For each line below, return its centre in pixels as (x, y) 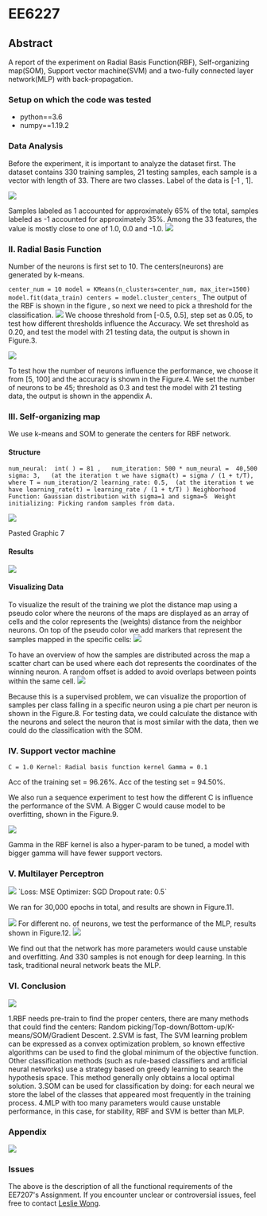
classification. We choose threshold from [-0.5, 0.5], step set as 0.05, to (131, 315)
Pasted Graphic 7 (37, 533)
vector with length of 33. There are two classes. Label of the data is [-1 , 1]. (131, 180)
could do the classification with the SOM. (75, 730)
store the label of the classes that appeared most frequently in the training (130, 1094)
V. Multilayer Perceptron (56, 873)
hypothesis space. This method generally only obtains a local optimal (122, 1077)
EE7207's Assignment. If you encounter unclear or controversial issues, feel (132, 1195)
